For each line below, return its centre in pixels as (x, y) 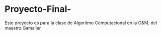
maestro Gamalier (23, 28)
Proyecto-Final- (38, 9)
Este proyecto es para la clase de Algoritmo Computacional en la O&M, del (81, 23)
